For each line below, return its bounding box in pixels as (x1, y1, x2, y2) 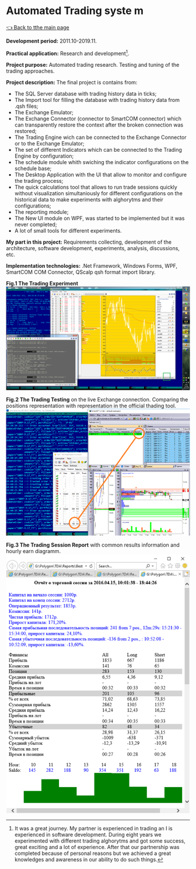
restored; (14, 127, 37, 134)
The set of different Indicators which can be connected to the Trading (14, 146, 183, 153)
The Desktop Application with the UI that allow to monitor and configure (14, 171, 187, 178)
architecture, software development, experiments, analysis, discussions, (6, 244, 180, 251)
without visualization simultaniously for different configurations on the (14, 189, 183, 197)
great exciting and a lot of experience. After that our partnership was (14, 843, 180, 850)
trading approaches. (6, 67, 55, 74)
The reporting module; (14, 208, 69, 215)
